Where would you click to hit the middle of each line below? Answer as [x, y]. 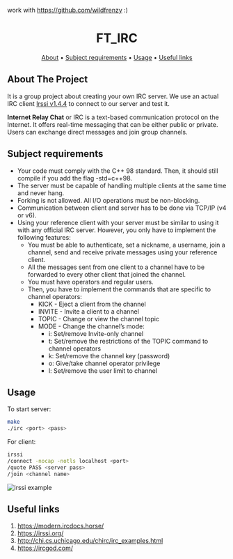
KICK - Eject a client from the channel [92, 304]
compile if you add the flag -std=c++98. [75, 178]
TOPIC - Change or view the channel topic [99, 319]
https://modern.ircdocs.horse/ [61, 526]
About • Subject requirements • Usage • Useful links [117, 57]
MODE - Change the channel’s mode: [91, 326]
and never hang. [41, 193]
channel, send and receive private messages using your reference [122, 252]
